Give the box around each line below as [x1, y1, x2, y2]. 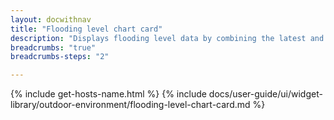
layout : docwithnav [10, 14, 92, 25]
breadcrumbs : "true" [10, 42, 97, 53]
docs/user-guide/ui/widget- [208, 88, 323, 100]
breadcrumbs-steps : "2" [10, 52, 110, 62]
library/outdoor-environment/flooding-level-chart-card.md [10, 99, 251, 111]
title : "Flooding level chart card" [10, 24, 163, 34]
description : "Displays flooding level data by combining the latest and [10, 33, 325, 43]
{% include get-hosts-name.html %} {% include [10, 88, 207, 100]
